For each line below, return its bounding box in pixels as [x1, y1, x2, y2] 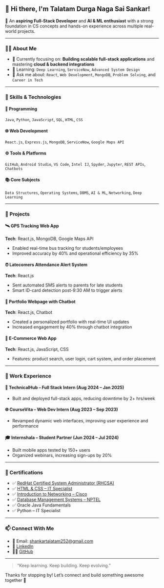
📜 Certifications [5, 469, 43, 476]
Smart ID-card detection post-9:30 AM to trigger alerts [12, 287, 123, 293]
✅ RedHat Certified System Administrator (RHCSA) [12, 480, 115, 486]
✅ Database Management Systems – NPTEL [12, 497, 101, 502]
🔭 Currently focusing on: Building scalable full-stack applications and [12, 56, 155, 62]
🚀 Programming [5, 106, 38, 111]
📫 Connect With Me [5, 525, 54, 532]
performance [12, 423, 39, 429]
